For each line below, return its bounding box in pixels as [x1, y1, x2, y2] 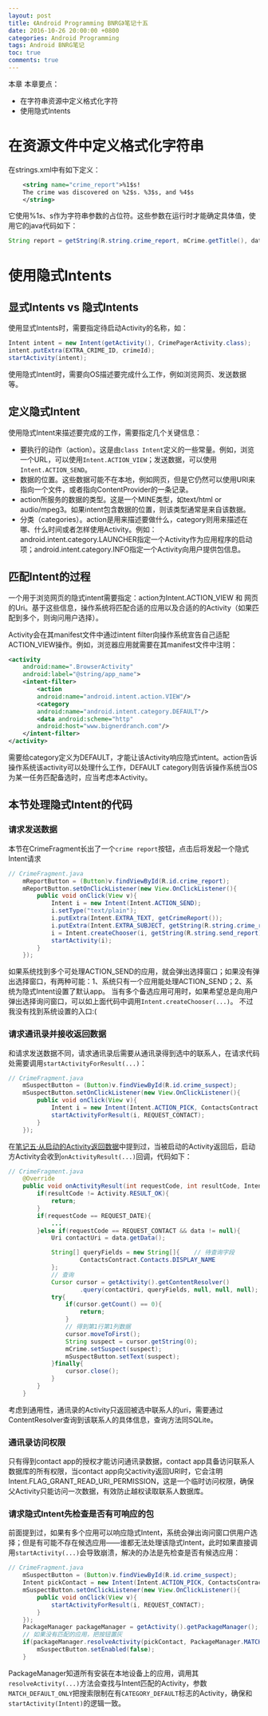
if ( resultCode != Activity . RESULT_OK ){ [37, 1190, 170, 1198]
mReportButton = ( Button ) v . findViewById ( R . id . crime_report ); [22, 877, 230, 885]
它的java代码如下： [14, 221, 78, 231]
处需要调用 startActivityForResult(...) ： [8, 1058, 148, 1068]
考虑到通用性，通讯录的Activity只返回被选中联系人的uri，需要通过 [8, 1405, 223, 1414]
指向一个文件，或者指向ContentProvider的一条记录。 [19, 484, 193, 494]
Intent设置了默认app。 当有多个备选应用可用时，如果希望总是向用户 [35, 987, 258, 996]
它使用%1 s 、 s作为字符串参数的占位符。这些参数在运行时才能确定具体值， [8, 211, 250, 220]
